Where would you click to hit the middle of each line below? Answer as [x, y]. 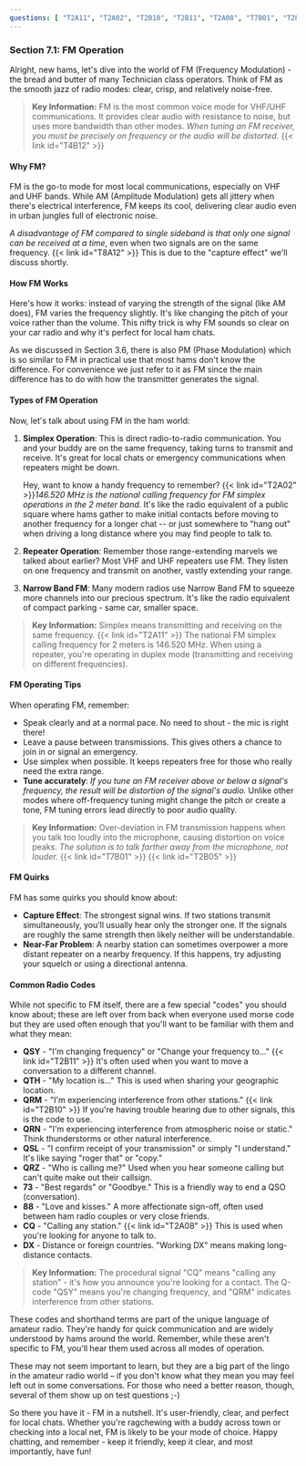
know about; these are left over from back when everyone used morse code [152, 1015]
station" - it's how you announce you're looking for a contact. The [155, 1283]
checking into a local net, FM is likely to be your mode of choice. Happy [143, 1432]
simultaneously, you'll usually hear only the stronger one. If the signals [155, 924]
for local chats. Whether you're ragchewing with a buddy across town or [145, 1422]
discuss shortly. [39, 263]
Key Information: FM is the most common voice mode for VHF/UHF [159, 107]
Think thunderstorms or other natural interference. [117, 1139]
